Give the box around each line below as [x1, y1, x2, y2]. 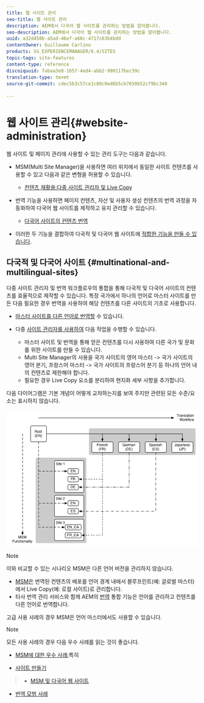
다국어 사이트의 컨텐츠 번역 [24, 217, 88, 225]
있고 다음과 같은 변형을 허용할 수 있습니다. [33, 171, 132, 178]
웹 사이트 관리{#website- [6, 116, 128, 130]
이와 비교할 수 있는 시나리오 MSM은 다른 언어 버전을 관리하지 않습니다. [6, 565, 174, 572]
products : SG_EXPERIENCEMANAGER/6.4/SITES [6, 49, 116, 55]
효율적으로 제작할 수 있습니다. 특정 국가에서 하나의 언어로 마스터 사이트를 [17, 291, 190, 299]
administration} [6, 129, 87, 143]
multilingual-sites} [6, 267, 79, 277]
